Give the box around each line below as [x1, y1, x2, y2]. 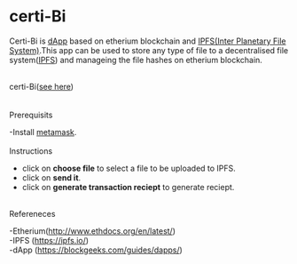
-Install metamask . [9, 126, 77, 137]
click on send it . [21, 172, 82, 183]
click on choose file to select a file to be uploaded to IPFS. [21, 163, 237, 173]
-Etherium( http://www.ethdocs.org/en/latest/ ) [9, 225, 176, 236]
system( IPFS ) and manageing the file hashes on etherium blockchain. [9, 54, 263, 65]
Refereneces [9, 208, 56, 219]
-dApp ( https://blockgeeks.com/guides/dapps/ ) [9, 244, 184, 255]
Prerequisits [9, 109, 53, 120]
